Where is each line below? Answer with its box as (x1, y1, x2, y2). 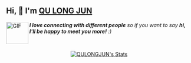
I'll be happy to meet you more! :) (29, 28, 112, 35)
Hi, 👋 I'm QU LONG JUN (6, 6, 93, 16)
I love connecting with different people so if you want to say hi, (29, 21, 186, 28)
